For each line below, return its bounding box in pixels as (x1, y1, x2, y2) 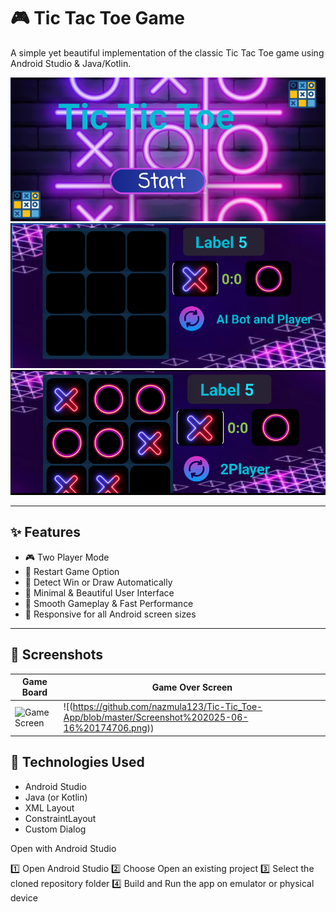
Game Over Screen (151, 681, 233, 693)
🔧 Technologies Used (10, 754, 145, 771)
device (10, 891, 38, 904)
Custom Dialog (24, 823, 87, 835)
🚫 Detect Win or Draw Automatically (24, 576, 173, 588)
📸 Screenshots (10, 646, 104, 664)
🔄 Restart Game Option (24, 565, 120, 577)
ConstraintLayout (24, 812, 97, 824)
